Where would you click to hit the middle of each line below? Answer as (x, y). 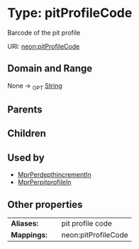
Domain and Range (50, 69)
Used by (26, 157)
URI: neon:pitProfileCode (44, 46)
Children (27, 133)
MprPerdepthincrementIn (54, 175)
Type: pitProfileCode (70, 13)
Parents (25, 109)
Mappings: (29, 235)
